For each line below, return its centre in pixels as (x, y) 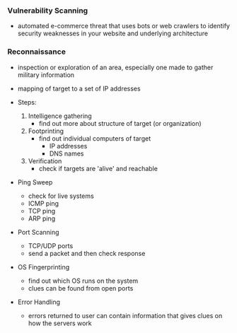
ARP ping (41, 218)
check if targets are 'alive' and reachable (98, 168)
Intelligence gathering (60, 116)
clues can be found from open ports (81, 288)
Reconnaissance (36, 52)
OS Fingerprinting (44, 267)
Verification (45, 160)
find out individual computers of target (94, 138)
